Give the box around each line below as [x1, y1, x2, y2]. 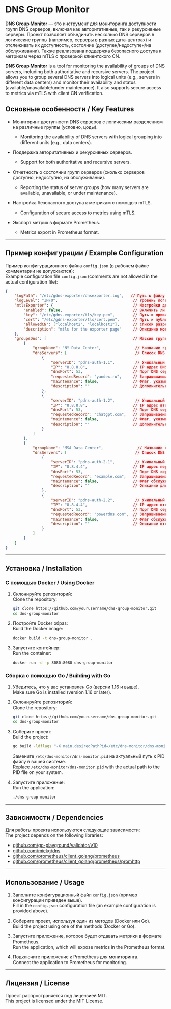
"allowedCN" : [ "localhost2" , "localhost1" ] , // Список [23, 322, 154, 327]
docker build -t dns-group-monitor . [12, 636, 93, 641]
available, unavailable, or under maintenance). [20, 190, 117, 196]
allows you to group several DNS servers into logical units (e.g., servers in [5, 74, 160, 80]
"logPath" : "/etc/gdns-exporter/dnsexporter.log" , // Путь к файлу [14, 293, 165, 298]
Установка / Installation [5, 564, 82, 573]
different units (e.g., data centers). [20, 139, 93, 145]
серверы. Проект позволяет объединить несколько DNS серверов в [5, 31, 154, 37]
